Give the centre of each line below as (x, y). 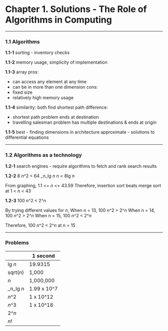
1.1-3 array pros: (22, 72)
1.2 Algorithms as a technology (44, 155)
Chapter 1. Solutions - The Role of (76, 9)
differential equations (27, 137)
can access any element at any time (49, 82)
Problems (17, 243)
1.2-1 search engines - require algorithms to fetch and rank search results (81, 166)
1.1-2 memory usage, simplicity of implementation (56, 62)
